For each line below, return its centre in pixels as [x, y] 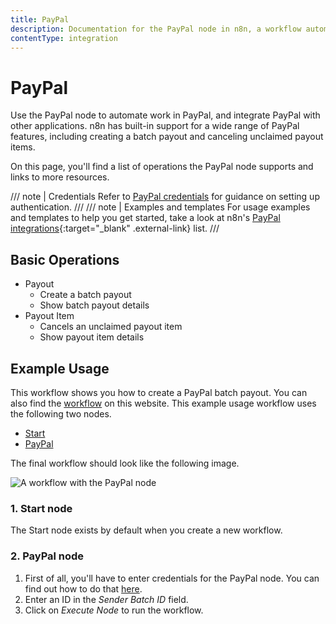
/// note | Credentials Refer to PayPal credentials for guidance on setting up [165, 197]
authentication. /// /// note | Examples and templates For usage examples [160, 207]
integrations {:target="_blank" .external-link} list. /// [115, 228]
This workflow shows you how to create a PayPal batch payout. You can [159, 392]
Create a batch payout [85, 295]
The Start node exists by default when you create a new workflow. [146, 530]
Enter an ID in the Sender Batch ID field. [106, 599]
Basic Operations [65, 259]
